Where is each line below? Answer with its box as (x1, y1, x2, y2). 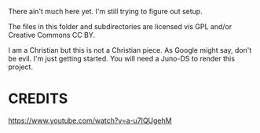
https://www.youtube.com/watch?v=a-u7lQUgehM (8, 116, 172, 125)
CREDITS (8, 90, 68, 108)
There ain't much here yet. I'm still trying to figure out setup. (8, 7, 203, 16)
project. (8, 62, 34, 72)
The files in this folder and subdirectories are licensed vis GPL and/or (8, 22, 233, 31)
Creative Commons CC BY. (8, 31, 96, 39)
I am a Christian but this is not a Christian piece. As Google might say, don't (8, 46, 252, 54)
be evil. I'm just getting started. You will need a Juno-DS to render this (8, 54, 236, 63)
